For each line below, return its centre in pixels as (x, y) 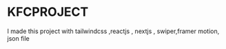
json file (18, 38)
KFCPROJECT (48, 12)
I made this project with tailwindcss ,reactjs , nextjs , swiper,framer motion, (113, 31)
